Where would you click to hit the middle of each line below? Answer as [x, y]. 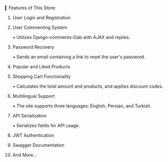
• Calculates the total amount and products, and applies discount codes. [88, 86]
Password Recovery [33, 47]
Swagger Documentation [38, 145]
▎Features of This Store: [31, 8]
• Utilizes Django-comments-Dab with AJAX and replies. [71, 37]
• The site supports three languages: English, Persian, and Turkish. [82, 106]
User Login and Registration [41, 17]
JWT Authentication [33, 135]
